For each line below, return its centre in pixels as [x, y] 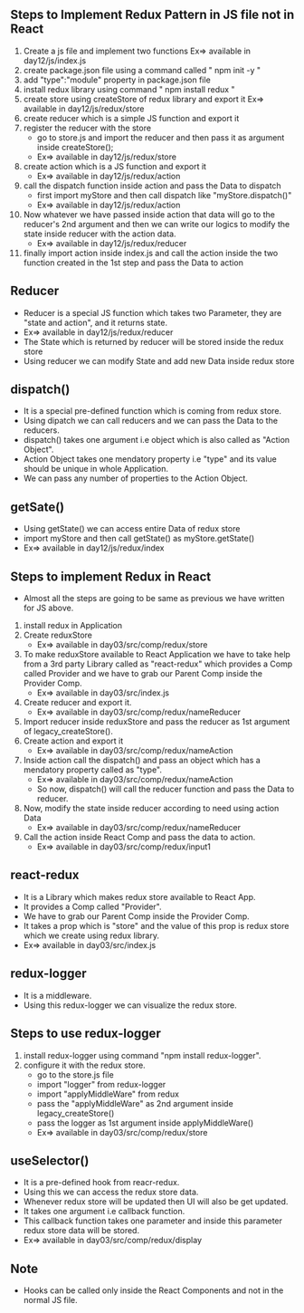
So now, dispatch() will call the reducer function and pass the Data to [166, 789]
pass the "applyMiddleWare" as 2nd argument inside [135, 1103]
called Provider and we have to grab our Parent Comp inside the [143, 674]
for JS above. [48, 608]
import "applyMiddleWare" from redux [108, 1094]
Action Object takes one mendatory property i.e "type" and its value [150, 459]
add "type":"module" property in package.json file [117, 80]
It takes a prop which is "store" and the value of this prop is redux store [156, 925]
